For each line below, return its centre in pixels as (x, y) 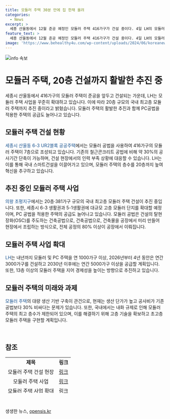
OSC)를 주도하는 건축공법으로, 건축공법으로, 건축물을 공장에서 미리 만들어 (87, 220)
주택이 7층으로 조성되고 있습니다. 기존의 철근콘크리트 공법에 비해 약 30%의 (84, 152)
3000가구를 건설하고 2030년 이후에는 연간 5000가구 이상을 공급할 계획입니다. (83, 264)
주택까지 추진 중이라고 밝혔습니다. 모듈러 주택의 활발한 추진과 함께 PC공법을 (85, 108)
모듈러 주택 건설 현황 (35, 132)
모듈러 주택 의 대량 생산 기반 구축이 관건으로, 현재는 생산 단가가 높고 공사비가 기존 (85, 301)
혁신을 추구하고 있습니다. (30, 171)
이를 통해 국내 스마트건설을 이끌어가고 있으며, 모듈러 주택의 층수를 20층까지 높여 (84, 164)
